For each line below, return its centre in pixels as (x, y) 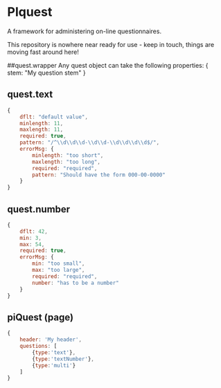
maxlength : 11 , (42, 130)
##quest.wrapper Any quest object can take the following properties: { (108, 65)
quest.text (30, 94)
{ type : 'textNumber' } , (63, 359)
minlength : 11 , (42, 123)
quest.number (39, 209)
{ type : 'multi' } (54, 365)
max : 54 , (32, 244)
